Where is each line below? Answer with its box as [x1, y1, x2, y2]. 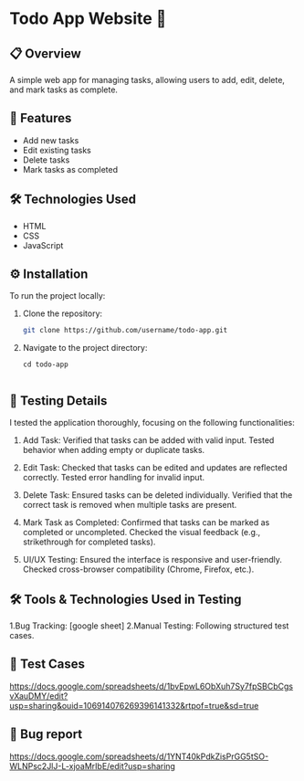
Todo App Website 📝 [9, 8, 167, 29]
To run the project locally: [9, 290, 106, 301]
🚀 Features [9, 111, 72, 126]
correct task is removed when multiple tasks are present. [22, 500, 237, 511]
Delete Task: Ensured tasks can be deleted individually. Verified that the [22, 490, 293, 501]
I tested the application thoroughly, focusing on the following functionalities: [9, 417, 295, 428]
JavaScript [22, 239, 64, 250]
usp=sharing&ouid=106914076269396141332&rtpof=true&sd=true [9, 700, 259, 711]
